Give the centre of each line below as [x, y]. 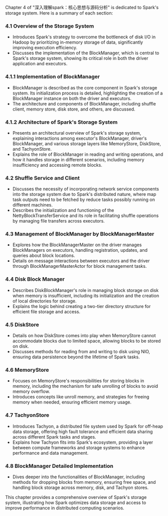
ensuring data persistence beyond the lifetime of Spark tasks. [76, 357]
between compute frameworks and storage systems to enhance [78, 447]
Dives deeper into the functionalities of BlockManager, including [79, 477]
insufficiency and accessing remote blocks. [57, 165]
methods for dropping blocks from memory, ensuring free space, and [84, 482]
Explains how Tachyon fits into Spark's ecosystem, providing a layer [83, 442]
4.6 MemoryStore [27, 370]
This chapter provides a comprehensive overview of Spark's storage [76, 497]
